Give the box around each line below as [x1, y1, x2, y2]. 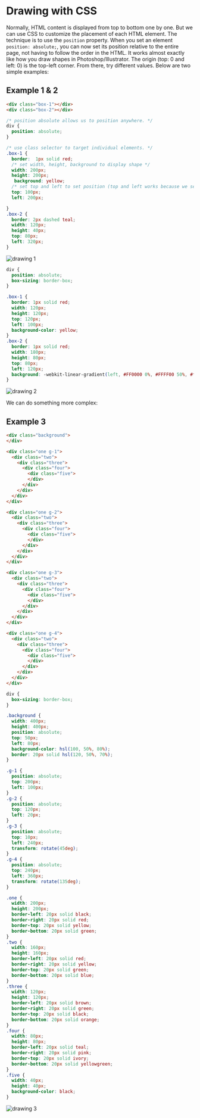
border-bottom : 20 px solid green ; [11, 928, 97, 934]
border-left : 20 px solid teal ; [11, 1044, 89, 1051]
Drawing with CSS [6, 4, 97, 18]
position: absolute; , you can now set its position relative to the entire [6, 43, 179, 50]
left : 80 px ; [11, 740, 42, 746]
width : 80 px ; [11, 1033, 44, 1039]
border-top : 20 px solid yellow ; [11, 922, 92, 929]
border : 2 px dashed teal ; [11, 216, 76, 223]
